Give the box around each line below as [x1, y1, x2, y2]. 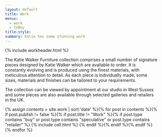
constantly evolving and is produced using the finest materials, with [5, 67, 140, 73]
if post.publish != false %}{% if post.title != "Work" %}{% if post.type [5, 111, 143, 117]
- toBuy [9, 25, 25, 30]
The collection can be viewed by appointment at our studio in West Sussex [5, 87, 154, 92]
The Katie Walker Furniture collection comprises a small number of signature [5, 57, 158, 62]
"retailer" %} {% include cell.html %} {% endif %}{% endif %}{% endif [5, 122, 146, 127]
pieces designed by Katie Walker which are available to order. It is [5, 61, 136, 68]
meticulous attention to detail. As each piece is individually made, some [5, 72, 147, 78]
